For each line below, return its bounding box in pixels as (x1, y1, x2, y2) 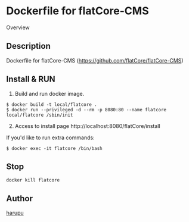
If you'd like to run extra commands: (6, 134, 95, 141)
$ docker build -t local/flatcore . (6, 101, 97, 108)
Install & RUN (6, 74, 55, 85)
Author (6, 193, 33, 204)
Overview (6, 24, 30, 31)
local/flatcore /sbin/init (6, 112, 73, 118)
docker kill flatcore (6, 177, 60, 183)
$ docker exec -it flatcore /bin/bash (6, 145, 103, 151)
